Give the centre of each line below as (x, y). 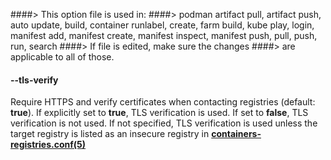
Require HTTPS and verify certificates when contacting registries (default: (163, 102)
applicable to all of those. (62, 57)
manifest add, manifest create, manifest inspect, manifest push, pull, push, (164, 35)
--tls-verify (34, 80)
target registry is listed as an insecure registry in (110, 134)
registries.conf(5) (48, 145)
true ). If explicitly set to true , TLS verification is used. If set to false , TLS (159, 113)
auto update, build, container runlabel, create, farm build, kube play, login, (162, 25)
